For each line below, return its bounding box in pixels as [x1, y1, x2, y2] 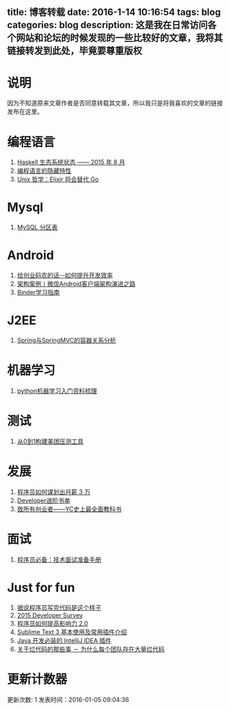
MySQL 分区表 [16, 223, 58, 232]
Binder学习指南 [16, 289, 60, 297]
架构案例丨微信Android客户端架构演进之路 [16, 280, 136, 288]
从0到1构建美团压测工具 [16, 437, 84, 445]
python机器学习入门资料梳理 [16, 387, 97, 395]
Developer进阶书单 [16, 496, 71, 504]
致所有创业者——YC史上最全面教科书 [16, 504, 122, 513]
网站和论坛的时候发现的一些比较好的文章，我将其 [16, 32, 223, 44]
